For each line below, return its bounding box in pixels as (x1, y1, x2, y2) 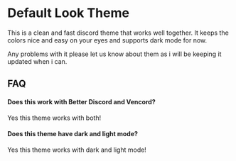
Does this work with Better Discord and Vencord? (7, 97, 156, 106)
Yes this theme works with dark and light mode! (7, 145, 147, 154)
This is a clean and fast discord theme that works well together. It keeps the (7, 28, 229, 37)
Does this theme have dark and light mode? (7, 130, 139, 138)
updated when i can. (7, 57, 68, 65)
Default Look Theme (7, 5, 130, 21)
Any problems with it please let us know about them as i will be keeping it (7, 50, 222, 58)
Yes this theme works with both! (7, 113, 102, 122)
